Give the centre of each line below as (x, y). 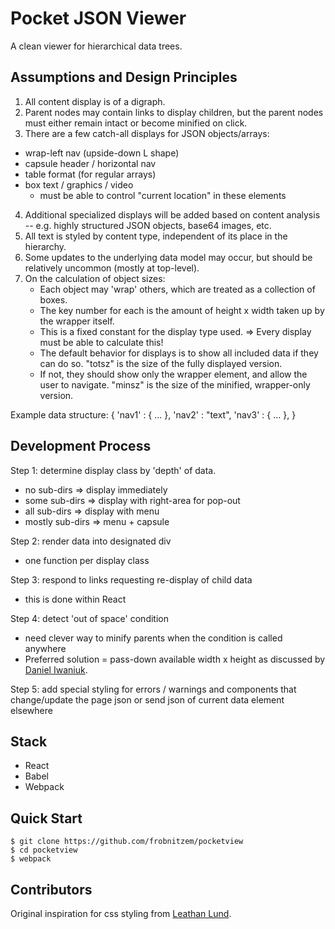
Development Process (81, 446)
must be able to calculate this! (101, 342)
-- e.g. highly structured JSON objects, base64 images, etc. (148, 225)
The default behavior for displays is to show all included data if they (179, 353)
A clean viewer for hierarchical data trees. (96, 46)
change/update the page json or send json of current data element (147, 699)
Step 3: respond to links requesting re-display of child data (131, 579)
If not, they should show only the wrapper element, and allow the (173, 374)
